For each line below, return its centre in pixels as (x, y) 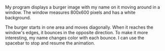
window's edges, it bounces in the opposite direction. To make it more (77, 32)
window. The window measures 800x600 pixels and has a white (70, 12)
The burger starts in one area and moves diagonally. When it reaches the (79, 27)
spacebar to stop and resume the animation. (50, 43)
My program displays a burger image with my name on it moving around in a (83, 7)
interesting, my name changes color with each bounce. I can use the (75, 38)
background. (18, 18)
